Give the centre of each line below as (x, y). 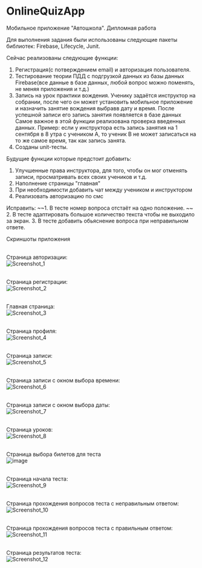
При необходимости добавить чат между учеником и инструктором (103, 190)
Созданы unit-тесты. (41, 147)
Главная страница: (31, 306)
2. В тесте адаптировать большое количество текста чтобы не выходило (101, 214)
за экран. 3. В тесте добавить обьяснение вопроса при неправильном (97, 221)
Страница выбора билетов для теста (54, 454)
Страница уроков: (30, 429)
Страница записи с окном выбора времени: (63, 380)
